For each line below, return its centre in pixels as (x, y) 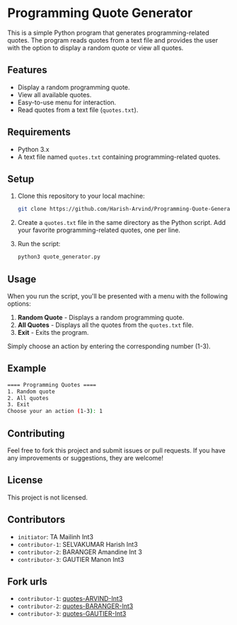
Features (27, 70)
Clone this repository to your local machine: (81, 196)
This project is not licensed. (48, 497)
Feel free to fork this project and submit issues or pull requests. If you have (116, 450)
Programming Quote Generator (100, 13)
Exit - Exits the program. (53, 332)
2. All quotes (28, 398)
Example (27, 369)
